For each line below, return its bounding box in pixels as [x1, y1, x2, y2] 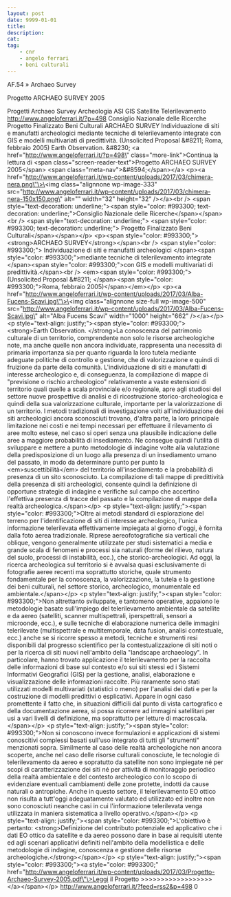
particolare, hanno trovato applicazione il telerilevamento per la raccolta [7, 655, 211, 664]
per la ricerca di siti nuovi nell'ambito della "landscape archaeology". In [7, 648, 208, 656]
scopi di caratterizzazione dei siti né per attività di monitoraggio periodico [7, 765, 216, 773]
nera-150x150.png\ [7, 194, 60, 203]
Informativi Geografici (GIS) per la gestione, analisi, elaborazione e [7, 670, 196, 678]
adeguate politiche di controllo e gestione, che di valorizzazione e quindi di [7, 355, 219, 363]
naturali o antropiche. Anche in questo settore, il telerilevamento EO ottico [7, 787, 217, 795]
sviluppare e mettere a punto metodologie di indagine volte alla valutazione [7, 443, 220, 452]
